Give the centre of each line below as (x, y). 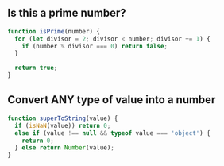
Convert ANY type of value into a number (112, 100)
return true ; (36, 68)
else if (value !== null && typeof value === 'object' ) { (113, 133)
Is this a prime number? (67, 13)
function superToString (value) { (63, 118)
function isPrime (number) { (54, 31)
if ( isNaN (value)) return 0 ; (63, 125)
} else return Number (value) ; (64, 148)
